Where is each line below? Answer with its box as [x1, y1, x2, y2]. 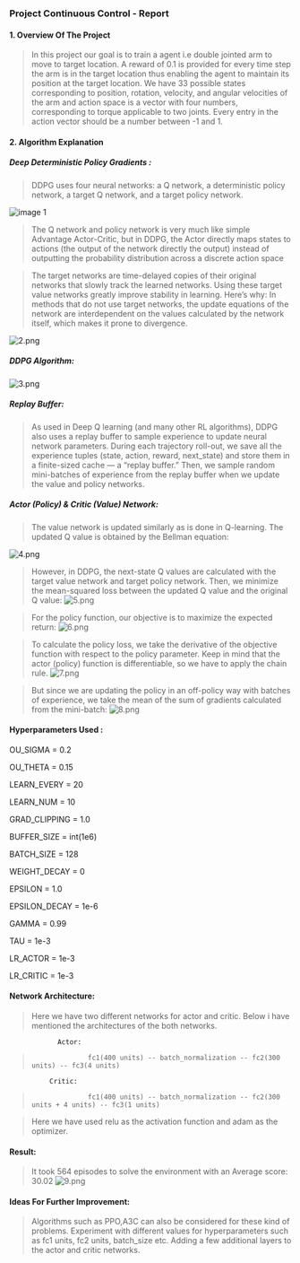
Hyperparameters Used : [9, 725, 104, 736]
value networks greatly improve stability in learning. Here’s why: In [30, 289, 277, 300]
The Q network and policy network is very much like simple [30, 223, 251, 235]
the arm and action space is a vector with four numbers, [30, 97, 239, 108]
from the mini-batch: [30, 703, 107, 715]
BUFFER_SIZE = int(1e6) [9, 831, 98, 841]
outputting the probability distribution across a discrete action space [30, 252, 284, 263]
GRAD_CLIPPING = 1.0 [9, 814, 91, 824]
